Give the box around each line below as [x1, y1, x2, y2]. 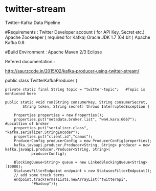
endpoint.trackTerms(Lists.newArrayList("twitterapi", [14, 177, 128, 182]
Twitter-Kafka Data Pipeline [5, 20, 60, 25]
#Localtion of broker [5, 121, 49, 126]
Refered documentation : [5, 58, 55, 64]
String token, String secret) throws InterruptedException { [22, 104, 150, 109]
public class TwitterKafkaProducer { [5, 77, 78, 83]
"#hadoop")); [31, 181, 58, 186]
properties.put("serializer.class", [14, 125, 89, 130]
